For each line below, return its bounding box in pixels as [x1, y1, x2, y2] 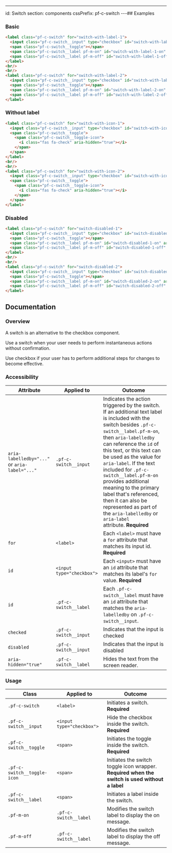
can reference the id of [103, 441, 159, 448]
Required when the [106, 769, 155, 776]
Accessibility [5, 373, 39, 380]
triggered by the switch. [103, 402, 160, 409]
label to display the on [106, 812, 160, 819]
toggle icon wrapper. [106, 763, 157, 770]
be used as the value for [103, 454, 161, 461]
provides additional [103, 478, 149, 485]
